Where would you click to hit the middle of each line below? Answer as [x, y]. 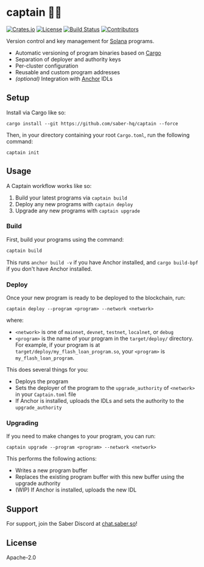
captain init [23, 152]
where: [15, 320]
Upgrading [22, 423]
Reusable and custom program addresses [68, 72]
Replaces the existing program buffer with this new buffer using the [100, 477]
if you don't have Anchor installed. [49, 269]
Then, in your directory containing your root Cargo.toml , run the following [98, 135]
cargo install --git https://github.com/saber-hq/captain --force [92, 123]
